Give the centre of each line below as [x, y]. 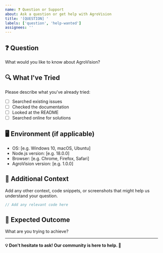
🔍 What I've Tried [33, 78]
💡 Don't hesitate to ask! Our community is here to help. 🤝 [63, 245]
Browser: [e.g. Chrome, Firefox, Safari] [51, 158]
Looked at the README [35, 112]
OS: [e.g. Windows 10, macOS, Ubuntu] [51, 148]
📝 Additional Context [37, 179]
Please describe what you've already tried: [48, 92]
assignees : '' [19, 28]
